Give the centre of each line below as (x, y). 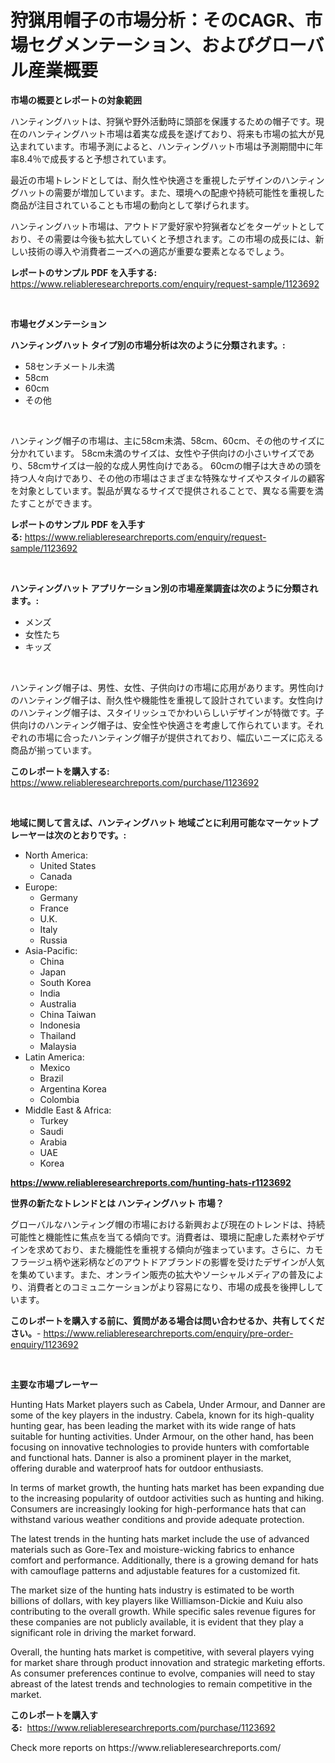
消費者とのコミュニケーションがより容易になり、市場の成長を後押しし (171, 1287)
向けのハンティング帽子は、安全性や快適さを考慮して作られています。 (162, 725)
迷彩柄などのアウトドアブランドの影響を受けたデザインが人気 (197, 1262)
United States (68, 865)
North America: (56, 855)
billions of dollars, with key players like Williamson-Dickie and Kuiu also (156, 1600)
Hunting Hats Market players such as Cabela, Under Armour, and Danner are (168, 1404)
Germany (58, 897)
